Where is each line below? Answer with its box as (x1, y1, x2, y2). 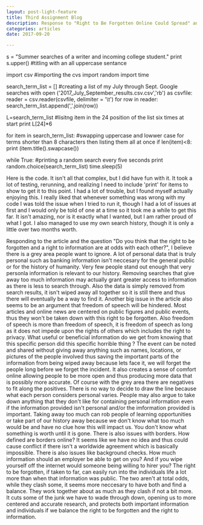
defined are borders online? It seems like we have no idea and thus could (6, 436, 188, 444)
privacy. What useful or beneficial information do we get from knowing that (6, 334, 193, 341)
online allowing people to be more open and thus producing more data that (6, 372, 193, 380)
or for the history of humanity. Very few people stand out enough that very (6, 263, 192, 270)
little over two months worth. (6, 226, 77, 233)
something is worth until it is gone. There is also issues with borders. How (6, 430, 190, 437)
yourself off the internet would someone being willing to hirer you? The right (6, 462, 196, 469)
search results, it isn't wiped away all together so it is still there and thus (6, 289, 185, 296)
